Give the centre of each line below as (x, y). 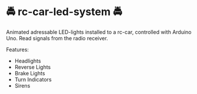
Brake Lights (30, 73)
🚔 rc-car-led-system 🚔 (64, 12)
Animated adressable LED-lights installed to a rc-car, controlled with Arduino (99, 32)
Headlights (28, 61)
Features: (18, 49)
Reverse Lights (33, 67)
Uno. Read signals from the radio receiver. (57, 38)
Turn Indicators (33, 79)
